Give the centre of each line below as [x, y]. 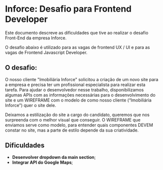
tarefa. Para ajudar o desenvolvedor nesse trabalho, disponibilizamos [74, 90]
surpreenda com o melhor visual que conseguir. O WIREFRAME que [73, 119]
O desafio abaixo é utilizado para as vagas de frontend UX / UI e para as [77, 47]
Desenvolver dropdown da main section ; [54, 157]
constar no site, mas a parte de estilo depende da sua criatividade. [72, 130]
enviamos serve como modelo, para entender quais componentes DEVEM [79, 125]
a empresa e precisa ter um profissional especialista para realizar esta [75, 85]
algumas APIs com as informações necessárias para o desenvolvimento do [80, 95]
